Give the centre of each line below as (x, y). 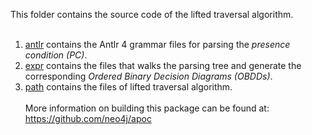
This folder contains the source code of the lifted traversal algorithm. (152, 14)
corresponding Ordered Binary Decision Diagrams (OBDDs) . (148, 76)
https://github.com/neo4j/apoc (88, 118)
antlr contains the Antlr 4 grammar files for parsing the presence (157, 44)
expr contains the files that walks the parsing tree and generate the (163, 65)
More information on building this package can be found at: (147, 108)
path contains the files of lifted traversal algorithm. (128, 87)
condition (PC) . (56, 55)
